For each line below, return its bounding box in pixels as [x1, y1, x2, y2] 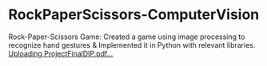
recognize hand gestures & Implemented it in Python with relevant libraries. [8, 40, 256, 49]
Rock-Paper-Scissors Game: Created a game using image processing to [8, 32, 245, 41]
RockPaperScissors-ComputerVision [8, 6, 260, 24]
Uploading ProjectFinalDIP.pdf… [8, 49, 114, 58]
